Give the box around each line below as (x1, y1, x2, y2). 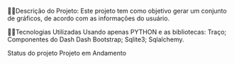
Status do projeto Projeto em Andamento (7, 49, 126, 57)
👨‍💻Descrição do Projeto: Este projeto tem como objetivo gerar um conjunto (7, 7, 227, 15)
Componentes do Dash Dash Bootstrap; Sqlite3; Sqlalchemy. (7, 35, 184, 44)
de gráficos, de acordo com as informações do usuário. (7, 14, 170, 23)
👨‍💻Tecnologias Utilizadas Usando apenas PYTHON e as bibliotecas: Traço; (7, 28, 227, 36)
